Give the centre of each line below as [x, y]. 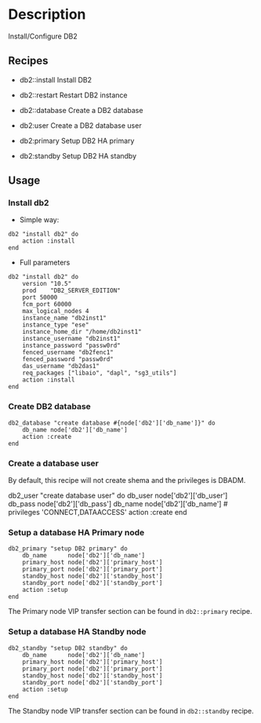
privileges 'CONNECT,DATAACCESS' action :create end [98, 513]
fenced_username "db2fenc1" [68, 352]
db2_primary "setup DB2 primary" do [68, 549]
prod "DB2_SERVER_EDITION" [72, 291]
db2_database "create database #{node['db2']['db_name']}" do [112, 423]
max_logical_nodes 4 [56, 312]
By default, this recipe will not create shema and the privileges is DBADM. [127, 480]
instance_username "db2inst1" [72, 339]
